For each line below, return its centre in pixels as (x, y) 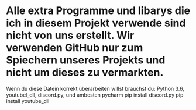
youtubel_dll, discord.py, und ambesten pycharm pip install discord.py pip (95, 95)
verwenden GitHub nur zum (75, 48)
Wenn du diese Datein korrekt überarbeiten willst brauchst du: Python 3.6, (95, 88)
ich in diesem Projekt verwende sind (96, 23)
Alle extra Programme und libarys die (98, 11)
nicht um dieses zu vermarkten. (85, 72)
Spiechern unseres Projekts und (86, 60)
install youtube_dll (28, 101)
